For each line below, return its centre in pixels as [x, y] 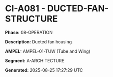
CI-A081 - [25, 9]
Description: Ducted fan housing [39, 41]
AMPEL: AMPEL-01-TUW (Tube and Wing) [48, 51]
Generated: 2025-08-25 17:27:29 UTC [44, 70]
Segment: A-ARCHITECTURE [35, 60]
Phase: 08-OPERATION [29, 32]
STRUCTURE [31, 19]
